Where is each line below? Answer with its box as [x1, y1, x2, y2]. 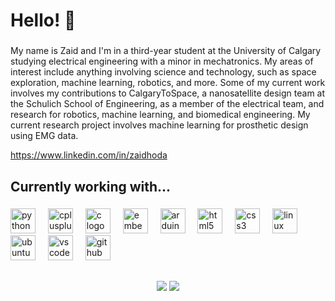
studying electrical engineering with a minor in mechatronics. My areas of [10, 55, 314, 68]
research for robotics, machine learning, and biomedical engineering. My [10, 109, 311, 121]
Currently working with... [10, 178, 172, 195]
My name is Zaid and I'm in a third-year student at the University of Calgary [10, 45, 322, 57]
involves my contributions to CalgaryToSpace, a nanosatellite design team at [10, 87, 326, 99]
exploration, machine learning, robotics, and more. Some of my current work [10, 77, 326, 89]
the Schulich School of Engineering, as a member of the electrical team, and [10, 98, 325, 110]
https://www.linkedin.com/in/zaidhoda [10, 149, 168, 161]
